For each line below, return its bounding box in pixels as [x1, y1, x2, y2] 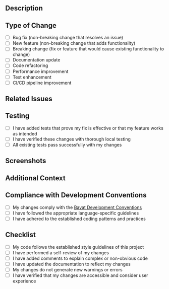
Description [5, 4, 43, 13]
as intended [12, 130, 37, 136]
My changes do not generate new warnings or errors [12, 266, 123, 272]
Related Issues [5, 95, 52, 103]
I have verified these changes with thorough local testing [12, 136, 131, 142]
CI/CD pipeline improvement [12, 80, 72, 86]
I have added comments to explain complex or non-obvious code [12, 255, 148, 261]
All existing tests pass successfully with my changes [12, 142, 122, 148]
